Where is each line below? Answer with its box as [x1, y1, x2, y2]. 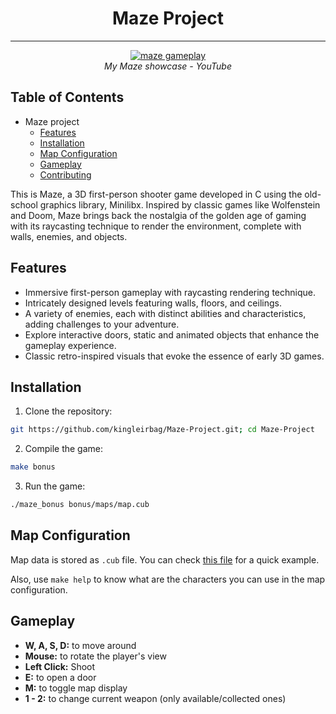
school [10, 198, 38, 211]
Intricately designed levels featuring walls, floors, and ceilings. [24, 297, 282, 309]
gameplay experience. [24, 339, 117, 351]
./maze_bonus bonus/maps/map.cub [10, 500, 150, 510]
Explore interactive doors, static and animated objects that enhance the [24, 328, 320, 341]
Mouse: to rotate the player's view [24, 650, 167, 662]
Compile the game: [24, 443, 103, 455]
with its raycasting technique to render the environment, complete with [10, 220, 302, 232]
